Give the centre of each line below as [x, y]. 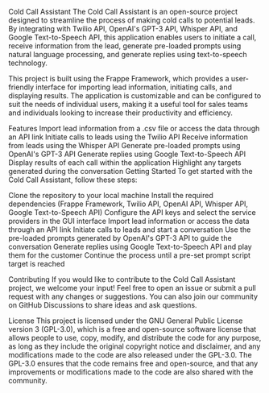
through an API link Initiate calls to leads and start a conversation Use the [130, 230]
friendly [21, 87]
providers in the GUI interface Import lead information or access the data [129, 221]
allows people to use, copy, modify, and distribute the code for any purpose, [135, 338]
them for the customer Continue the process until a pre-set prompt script [130, 255]
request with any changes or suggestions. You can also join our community [133, 296]
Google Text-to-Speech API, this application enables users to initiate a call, [132, 37]
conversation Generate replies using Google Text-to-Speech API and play [130, 246]
